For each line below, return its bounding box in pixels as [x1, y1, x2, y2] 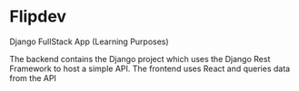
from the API [9, 72, 57, 83]
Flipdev [9, 6, 66, 27]
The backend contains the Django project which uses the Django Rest [9, 53, 271, 64]
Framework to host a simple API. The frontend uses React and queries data [9, 63, 291, 74]
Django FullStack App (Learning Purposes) [9, 36, 170, 47]
